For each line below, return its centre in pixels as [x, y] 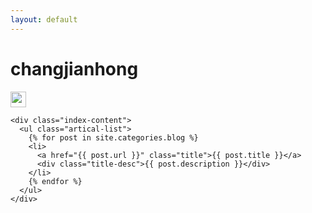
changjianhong [74, 68]
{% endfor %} [55, 181]
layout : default [44, 19]
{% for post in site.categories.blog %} [113, 137]
